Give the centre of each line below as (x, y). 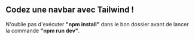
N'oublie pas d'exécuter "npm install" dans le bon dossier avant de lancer (97, 24)
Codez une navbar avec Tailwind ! (70, 10)
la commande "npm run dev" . (43, 30)
